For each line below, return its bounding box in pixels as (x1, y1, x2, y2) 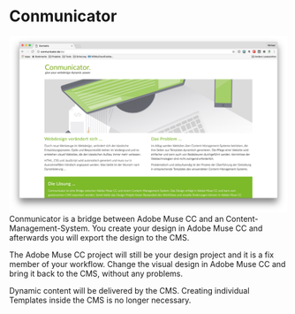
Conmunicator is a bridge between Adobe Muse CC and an (9, 214, 224, 225)
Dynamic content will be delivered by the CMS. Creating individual (9, 286, 250, 296)
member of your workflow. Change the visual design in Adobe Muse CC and (9, 259, 286, 270)
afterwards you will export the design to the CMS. (9, 233, 190, 243)
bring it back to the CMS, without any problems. (9, 268, 184, 280)
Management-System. (9, 223, 90, 234)
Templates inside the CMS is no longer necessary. (9, 295, 192, 306)
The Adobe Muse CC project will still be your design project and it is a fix (9, 249, 275, 260)
